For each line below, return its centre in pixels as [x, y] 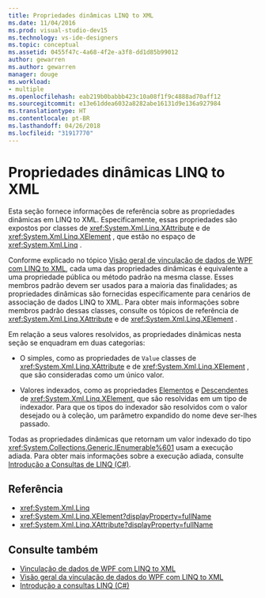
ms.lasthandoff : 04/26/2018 [55, 126]
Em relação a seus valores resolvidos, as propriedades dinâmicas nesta [125, 334]
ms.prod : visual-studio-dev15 [58, 30]
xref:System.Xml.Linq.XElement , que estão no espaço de [102, 236]
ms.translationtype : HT [47, 112]
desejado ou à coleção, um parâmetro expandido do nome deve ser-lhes [138, 415]
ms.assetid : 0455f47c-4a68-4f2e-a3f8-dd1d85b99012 [93, 52]
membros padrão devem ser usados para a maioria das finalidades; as [123, 285]
